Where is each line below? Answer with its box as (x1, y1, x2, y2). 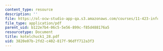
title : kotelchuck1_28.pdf (5, 34, 60, 39)
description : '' (5, 12, 38, 17)
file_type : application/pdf (5, 20, 62, 26)
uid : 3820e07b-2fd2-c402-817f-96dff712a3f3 (5, 39, 95, 44)
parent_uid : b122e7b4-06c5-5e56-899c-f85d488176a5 (5, 25, 110, 30)
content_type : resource (5, 7, 53, 12)
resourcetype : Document (5, 30, 53, 34)
